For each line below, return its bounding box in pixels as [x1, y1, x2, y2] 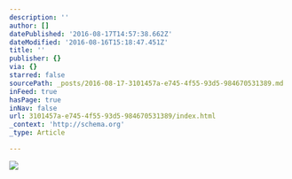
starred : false [9, 71, 66, 80]
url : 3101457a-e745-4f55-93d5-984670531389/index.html [9, 112, 217, 121]
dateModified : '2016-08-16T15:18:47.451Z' [9, 37, 169, 47]
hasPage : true [9, 95, 62, 105]
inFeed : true [9, 87, 58, 96]
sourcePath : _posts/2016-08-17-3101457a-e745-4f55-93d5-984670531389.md [9, 79, 284, 88]
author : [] [9, 21, 50, 30]
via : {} [9, 63, 38, 72]
